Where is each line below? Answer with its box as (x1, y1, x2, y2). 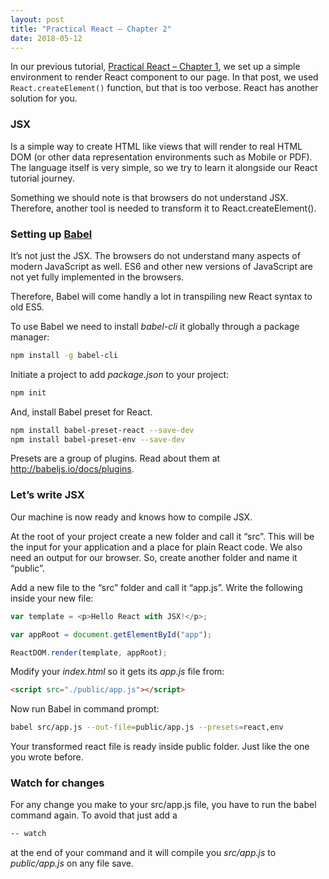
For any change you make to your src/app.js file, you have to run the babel (10, 799, 317, 811)
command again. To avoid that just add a (10, 809, 178, 821)
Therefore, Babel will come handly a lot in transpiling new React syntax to (10, 290, 313, 302)
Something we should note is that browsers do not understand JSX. (10, 191, 289, 203)
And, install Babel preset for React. (10, 406, 153, 418)
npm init (10, 387, 47, 398)
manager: (10, 331, 50, 343)
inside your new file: (10, 592, 94, 604)
